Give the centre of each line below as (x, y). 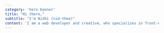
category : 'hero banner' (30, 9)
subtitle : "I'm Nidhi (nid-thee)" (40, 18)
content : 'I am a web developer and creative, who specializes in (74, 23)
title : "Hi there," (25, 14)
